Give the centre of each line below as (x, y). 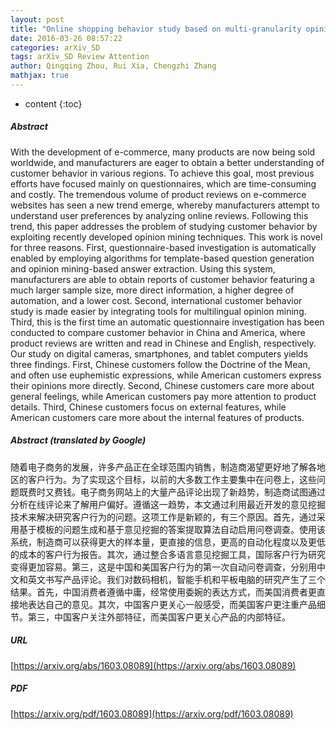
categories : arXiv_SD (55, 47)
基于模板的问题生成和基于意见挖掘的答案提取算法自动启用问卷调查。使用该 (172, 529)
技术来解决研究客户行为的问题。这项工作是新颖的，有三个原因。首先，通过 (163, 517)
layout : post (37, 19)
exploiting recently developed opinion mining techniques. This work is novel (166, 237)
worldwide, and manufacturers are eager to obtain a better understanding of (167, 162)
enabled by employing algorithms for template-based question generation (162, 258)
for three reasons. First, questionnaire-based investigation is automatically (163, 247)
